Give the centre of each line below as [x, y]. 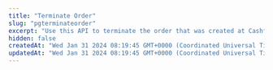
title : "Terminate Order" [52, 16]
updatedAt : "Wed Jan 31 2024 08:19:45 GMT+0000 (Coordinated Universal [132, 53]
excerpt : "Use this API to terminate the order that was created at [127, 31]
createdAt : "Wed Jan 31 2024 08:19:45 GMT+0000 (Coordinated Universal [132, 46]
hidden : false [32, 38]
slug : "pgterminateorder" [52, 23]
